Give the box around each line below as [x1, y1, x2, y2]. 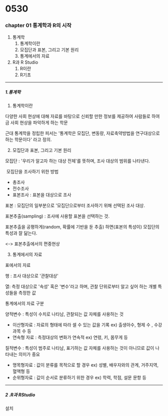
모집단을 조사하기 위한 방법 [6, 169, 59, 175]
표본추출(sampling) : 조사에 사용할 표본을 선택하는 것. [5, 213, 110, 219]
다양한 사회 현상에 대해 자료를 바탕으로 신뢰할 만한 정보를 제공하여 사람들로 [5, 114, 151, 120]
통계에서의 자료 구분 [5, 300, 44, 306]
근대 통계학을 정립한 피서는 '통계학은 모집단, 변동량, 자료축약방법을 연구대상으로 [5, 130, 160, 136]
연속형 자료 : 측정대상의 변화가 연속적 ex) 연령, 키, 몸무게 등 [12, 335, 128, 341]
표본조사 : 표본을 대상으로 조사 [12, 192, 71, 198]
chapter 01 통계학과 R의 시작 [5, 22, 71, 29]
